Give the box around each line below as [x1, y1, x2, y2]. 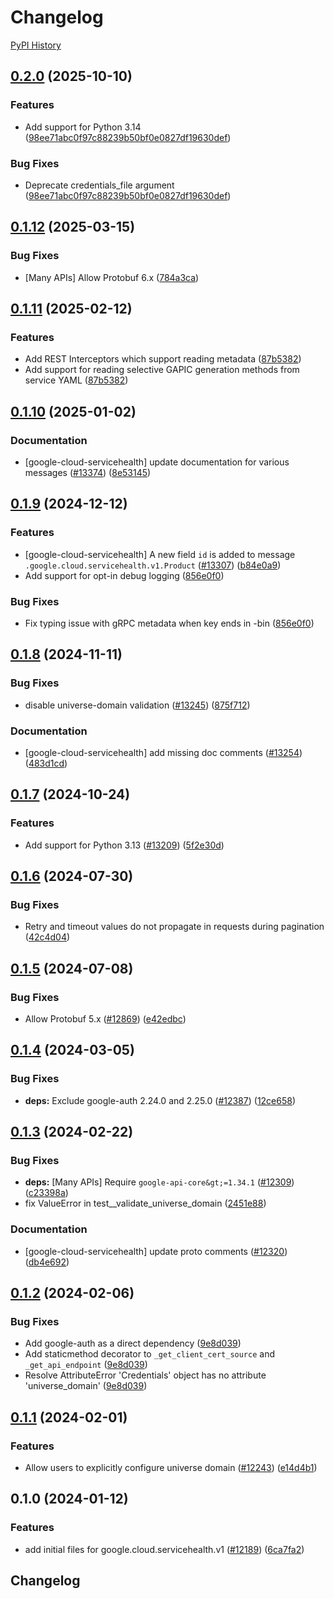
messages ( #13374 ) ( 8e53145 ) [24, 466, 152, 478]
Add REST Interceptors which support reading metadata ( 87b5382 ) [24, 353, 302, 365]
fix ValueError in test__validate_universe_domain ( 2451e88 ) [24, 1197, 267, 1210]
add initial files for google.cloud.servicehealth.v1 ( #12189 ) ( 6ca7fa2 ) [24, 1543, 305, 1555]
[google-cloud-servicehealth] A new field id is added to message [24, 548, 296, 560]
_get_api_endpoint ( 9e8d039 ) [24, 1359, 148, 1371]
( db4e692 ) [24, 1256, 70, 1268]
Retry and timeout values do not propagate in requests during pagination [24, 921, 325, 933]
